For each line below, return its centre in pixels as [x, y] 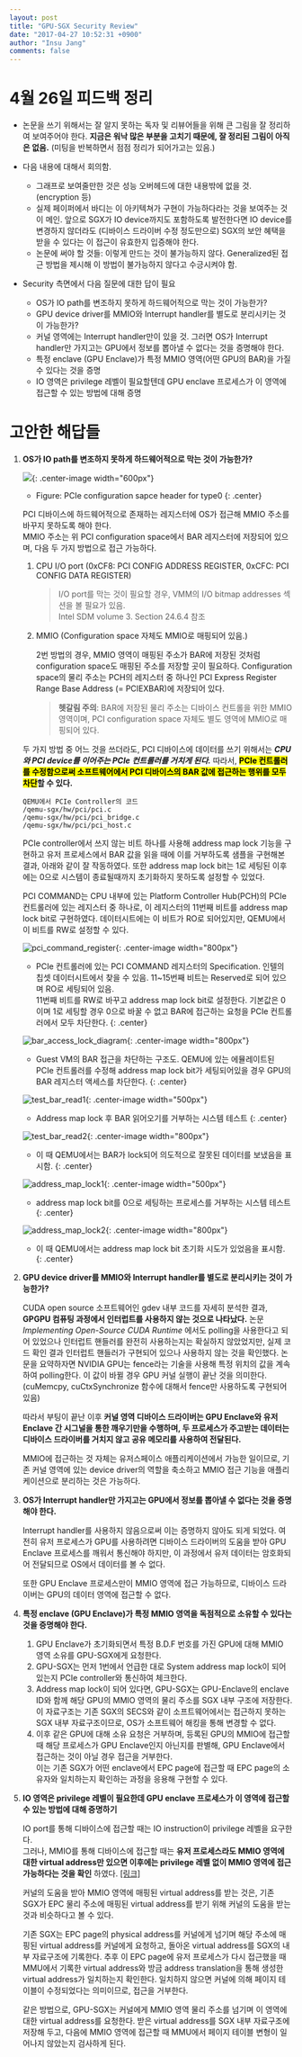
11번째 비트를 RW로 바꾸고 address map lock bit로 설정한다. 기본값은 [157, 1000]
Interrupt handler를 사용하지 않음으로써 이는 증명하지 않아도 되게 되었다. [149, 1530]
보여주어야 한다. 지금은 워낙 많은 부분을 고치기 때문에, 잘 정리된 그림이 [153, 137]
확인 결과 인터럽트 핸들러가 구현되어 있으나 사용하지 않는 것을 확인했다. [155, 1352]
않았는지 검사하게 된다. [86, 2043]
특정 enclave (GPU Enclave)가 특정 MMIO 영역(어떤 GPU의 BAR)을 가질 [163, 359]
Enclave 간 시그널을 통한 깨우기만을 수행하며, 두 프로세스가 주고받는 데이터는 [155, 1428]
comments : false [40, 51]
